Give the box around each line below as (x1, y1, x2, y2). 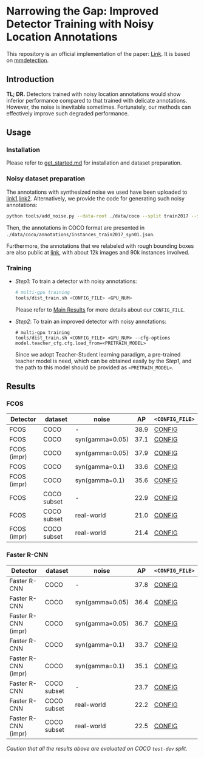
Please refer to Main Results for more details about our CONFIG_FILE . (15, 306, 185, 313)
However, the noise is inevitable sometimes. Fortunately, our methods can (6, 103, 191, 111)
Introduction (6, 74, 55, 84)
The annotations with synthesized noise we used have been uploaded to (6, 188, 188, 196)
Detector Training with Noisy (6, 17, 154, 31)
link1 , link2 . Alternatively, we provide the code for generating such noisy (6, 194, 185, 202)
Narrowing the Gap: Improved (6, 4, 159, 18)
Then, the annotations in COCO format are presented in (6, 224, 145, 231)
